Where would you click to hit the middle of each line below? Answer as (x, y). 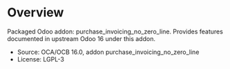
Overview (36, 13)
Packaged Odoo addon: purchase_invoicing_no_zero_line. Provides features (115, 31)
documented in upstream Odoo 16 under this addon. (81, 38)
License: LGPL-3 (40, 59)
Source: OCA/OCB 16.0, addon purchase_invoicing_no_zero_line (108, 52)
